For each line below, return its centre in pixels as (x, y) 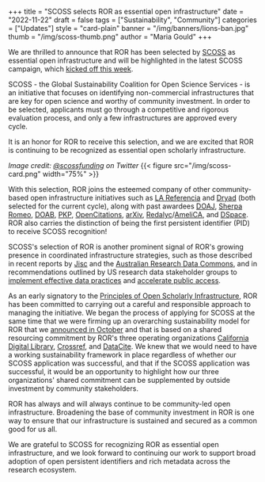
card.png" (25, 174)
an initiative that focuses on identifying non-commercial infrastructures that (131, 93)
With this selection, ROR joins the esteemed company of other (110, 189)
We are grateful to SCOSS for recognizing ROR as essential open (114, 444)
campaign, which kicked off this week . (71, 69)
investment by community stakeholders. (73, 388)
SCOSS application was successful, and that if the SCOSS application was (129, 363)
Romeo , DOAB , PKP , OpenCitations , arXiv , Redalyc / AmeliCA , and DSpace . (129, 214)
